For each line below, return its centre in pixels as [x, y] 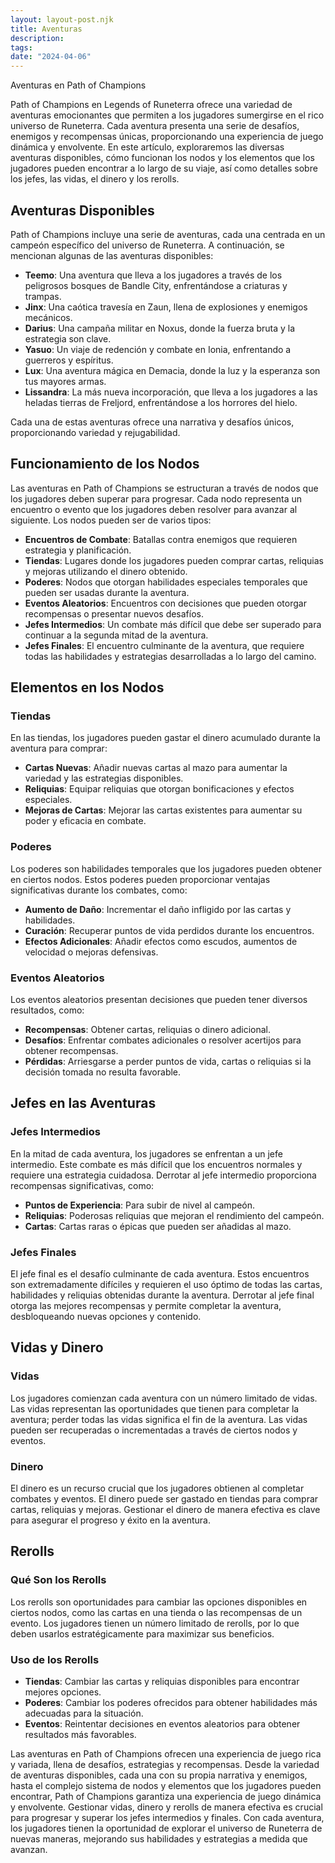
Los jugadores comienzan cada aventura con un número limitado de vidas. [164, 1398]
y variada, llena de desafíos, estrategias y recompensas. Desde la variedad [165, 1764]
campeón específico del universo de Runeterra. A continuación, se [147, 245]
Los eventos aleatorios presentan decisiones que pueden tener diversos [159, 1000]
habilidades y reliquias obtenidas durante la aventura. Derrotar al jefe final [162, 1295]
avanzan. [29, 1849]
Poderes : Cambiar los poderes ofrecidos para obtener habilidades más [171, 1702]
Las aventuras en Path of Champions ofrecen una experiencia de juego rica [166, 1753]
